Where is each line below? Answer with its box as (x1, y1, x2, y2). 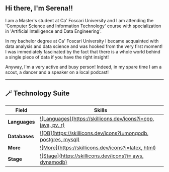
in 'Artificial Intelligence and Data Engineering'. (5, 28, 102, 34)
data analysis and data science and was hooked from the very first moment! (5, 43, 163, 49)
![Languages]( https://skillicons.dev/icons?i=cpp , (40, 115, 154, 122)
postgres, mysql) (40, 136, 80, 143)
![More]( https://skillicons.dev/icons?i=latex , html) (40, 144, 156, 151)
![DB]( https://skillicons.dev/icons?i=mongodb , (40, 130, 149, 137)
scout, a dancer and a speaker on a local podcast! (5, 69, 109, 75)
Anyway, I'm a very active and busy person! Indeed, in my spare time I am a (5, 64, 162, 70)
